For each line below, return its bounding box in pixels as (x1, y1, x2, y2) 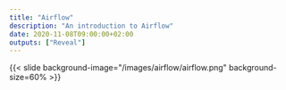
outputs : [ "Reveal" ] (9, 37, 87, 47)
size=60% (9, 72, 47, 83)
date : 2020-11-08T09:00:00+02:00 (9, 29, 134, 38)
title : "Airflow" (9, 12, 74, 22)
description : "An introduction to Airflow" (9, 21, 174, 30)
